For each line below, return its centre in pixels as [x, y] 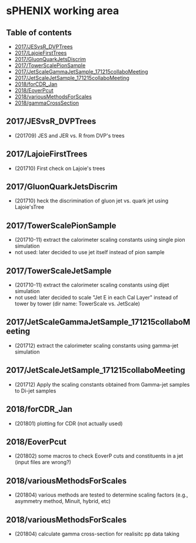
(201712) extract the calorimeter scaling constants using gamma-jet [96, 345]
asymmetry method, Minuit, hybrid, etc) [62, 501]
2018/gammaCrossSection [47, 103]
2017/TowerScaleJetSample [59, 271]
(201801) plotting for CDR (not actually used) [69, 423]
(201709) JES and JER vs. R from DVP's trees [69, 135]
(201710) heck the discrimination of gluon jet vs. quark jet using [92, 201]
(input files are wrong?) [43, 462]
